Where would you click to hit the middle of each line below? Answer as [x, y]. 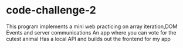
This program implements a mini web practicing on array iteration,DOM [92, 26]
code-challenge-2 [51, 10]
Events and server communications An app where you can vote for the [91, 32]
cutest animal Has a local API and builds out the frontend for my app [89, 39]
